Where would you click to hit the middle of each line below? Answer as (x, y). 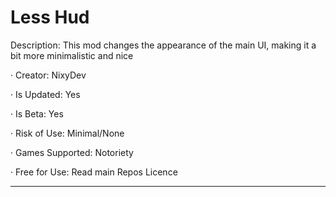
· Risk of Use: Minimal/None (67, 133)
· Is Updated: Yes (45, 94)
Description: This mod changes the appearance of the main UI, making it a (163, 45)
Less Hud (50, 17)
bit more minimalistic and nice (72, 55)
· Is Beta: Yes (37, 113)
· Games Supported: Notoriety (72, 152)
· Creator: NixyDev (48, 75)
